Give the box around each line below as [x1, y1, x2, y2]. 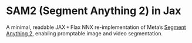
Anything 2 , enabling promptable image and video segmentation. [6, 29, 163, 37]
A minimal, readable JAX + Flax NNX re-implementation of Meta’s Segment [6, 24, 186, 31]
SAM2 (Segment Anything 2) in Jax [6, 4, 181, 18]
